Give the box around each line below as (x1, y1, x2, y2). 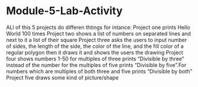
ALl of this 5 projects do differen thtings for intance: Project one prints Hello (6, 24, 190, 31)
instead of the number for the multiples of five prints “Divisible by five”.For (6, 61, 187, 69)
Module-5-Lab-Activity (6, 4, 123, 18)
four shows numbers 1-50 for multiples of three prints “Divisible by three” (6, 55, 184, 62)
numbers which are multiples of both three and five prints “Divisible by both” (6, 67, 193, 75)
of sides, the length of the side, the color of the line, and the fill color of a (6, 43, 184, 50)
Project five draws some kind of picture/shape (6, 74, 119, 81)
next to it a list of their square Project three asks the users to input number (6, 36, 187, 43)
